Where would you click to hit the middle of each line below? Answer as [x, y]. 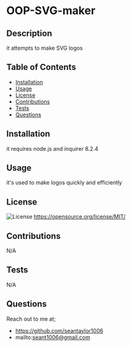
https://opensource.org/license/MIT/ [80, 217]
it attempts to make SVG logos [45, 48]
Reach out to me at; [31, 319]
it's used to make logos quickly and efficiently [64, 183]
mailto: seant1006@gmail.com [52, 337]
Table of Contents [41, 67]
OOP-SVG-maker [51, 11]
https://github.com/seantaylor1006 [59, 330]
